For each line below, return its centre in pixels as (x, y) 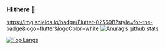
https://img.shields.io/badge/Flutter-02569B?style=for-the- (79, 22)
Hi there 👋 (21, 9)
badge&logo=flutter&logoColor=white (52, 28)
